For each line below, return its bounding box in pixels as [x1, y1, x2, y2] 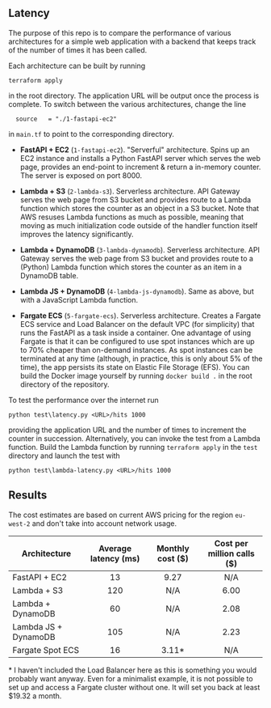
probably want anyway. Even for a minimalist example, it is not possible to [8, 673, 253, 683]
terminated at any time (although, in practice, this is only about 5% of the [19, 354, 263, 363]
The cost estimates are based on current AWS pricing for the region [8, 510, 234, 519]
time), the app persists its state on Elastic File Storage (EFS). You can [19, 362, 250, 371]
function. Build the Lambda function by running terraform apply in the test [8, 442, 258, 452]
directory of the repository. [19, 379, 110, 389]
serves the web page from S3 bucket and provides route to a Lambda [19, 194, 252, 205]
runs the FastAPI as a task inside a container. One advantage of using [19, 328, 252, 337]
